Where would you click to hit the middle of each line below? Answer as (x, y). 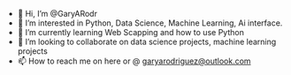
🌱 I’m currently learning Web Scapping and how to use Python (131, 32)
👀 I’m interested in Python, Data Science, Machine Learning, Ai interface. (150, 23)
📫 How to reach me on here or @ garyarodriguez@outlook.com (134, 61)
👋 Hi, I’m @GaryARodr (57, 14)
